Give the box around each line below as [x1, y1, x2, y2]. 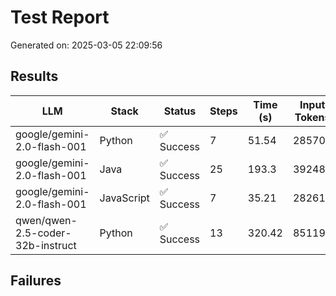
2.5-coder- [15, 226, 72, 240]
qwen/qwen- [15, 213, 78, 227]
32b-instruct [15, 238, 77, 252]
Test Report [10, 6, 110, 29]
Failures [10, 272, 62, 290]
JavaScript [99, 191, 150, 205]
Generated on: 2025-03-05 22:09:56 [10, 39, 163, 51]
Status [163, 104, 197, 118]
